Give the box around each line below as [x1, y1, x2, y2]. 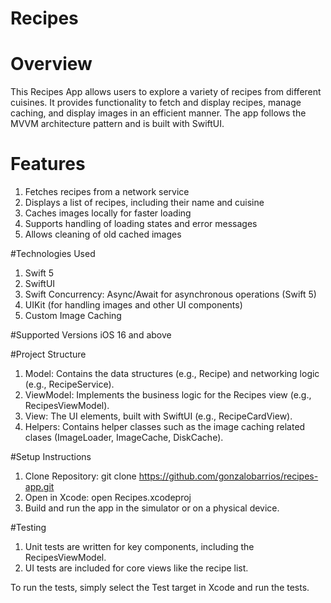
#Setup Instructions [10, 451, 92, 463]
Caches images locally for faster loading [24, 207, 192, 219]
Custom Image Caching [24, 310, 122, 322]
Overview [10, 53, 93, 76]
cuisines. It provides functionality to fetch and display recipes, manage [10, 97, 302, 109]
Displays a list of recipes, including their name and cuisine [24, 197, 265, 209]
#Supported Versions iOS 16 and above [10, 329, 172, 341]
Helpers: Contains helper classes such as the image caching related [24, 421, 306, 433]
